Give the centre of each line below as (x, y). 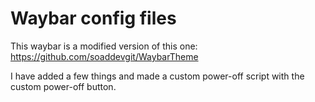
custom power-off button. (63, 86)
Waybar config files (93, 18)
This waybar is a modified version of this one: (104, 46)
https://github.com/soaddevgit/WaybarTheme (104, 56)
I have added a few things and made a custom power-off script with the (157, 76)
